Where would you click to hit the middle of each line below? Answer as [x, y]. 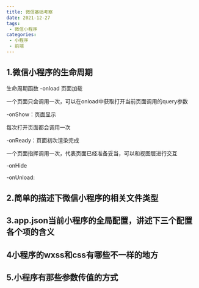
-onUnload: [21, 177]
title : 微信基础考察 [30, 12]
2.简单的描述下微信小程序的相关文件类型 [82, 198]
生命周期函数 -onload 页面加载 [45, 88]
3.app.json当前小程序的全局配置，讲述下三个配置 [99, 221]
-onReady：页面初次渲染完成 [43, 140]
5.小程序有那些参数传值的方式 [62, 278]
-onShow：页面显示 [31, 114]
